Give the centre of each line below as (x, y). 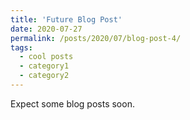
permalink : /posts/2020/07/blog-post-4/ (96, 38)
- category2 (44, 76)
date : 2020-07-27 (46, 29)
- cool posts (46, 57)
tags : (21, 47)
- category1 (44, 66)
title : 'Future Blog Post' (66, 19)
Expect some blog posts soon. (72, 103)
